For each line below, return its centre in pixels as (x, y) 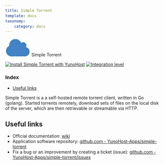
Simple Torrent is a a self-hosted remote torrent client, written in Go (75, 98)
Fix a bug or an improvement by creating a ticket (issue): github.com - (84, 152)
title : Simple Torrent (29, 10)
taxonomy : (15, 21)
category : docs (30, 26)
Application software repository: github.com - (59, 142)
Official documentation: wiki (41, 136)
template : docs (21, 16)
